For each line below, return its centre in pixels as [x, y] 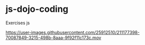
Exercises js [18, 23]
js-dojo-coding [37, 9]
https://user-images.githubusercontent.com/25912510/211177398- [73, 32]
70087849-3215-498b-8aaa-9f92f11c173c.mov [54, 38]
